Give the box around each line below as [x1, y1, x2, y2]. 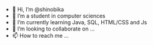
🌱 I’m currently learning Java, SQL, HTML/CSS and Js [12, 19, 148, 26]
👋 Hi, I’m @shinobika [12, 6, 64, 13]
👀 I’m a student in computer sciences [12, 12, 105, 19]
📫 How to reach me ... [12, 32, 69, 39]
